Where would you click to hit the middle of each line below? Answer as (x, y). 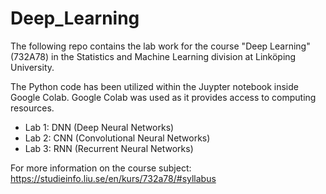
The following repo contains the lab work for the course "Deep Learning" (160, 46)
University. (32, 67)
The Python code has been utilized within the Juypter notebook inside (154, 86)
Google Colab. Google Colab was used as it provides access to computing (163, 97)
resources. (32, 108)
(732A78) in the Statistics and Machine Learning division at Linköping (153, 56)
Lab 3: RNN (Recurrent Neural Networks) (109, 148)
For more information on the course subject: (101, 168)
